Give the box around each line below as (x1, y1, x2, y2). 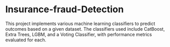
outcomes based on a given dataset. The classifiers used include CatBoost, (5, 26, 165, 32)
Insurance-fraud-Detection (5, 4, 124, 15)
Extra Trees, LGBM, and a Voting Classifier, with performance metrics (5, 31, 153, 37)
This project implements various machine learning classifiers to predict (5, 20, 156, 27)
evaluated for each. (5, 37, 47, 43)
